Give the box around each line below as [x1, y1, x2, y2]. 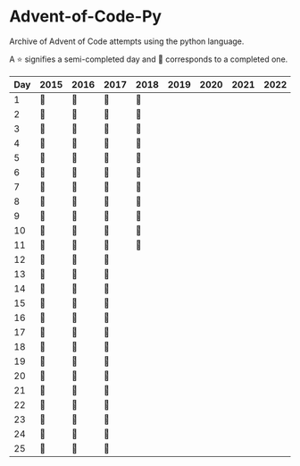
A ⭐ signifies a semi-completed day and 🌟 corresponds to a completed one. [9, 54, 288, 64]
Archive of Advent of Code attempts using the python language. [9, 36, 245, 47]
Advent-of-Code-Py [9, 6, 162, 27]
